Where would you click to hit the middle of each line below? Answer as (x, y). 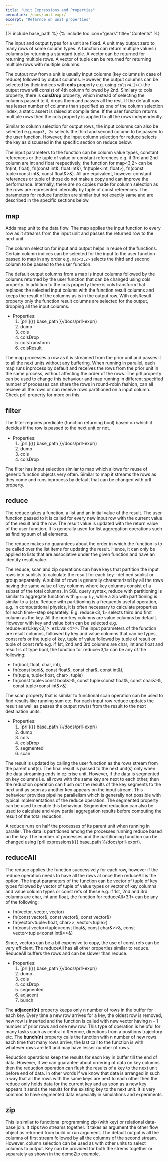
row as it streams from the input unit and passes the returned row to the (79, 233)
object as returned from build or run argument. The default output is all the (82, 1133)
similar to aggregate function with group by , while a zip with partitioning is (81, 596)
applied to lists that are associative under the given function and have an (80, 554)
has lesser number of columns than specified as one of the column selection (84, 106)
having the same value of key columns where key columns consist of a (78, 586)
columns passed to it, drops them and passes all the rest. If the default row (82, 101)
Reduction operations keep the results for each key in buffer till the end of (81, 1057)
